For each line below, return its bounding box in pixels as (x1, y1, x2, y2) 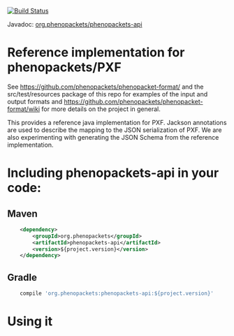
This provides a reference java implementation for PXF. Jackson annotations (7, 118, 227, 126)
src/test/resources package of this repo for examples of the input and (7, 89, 208, 98)
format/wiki (7, 105, 41, 113)
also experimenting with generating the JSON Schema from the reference (7, 133, 219, 141)
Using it (7, 314, 53, 330)
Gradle (7, 271, 37, 283)
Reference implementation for (7, 45, 185, 61)
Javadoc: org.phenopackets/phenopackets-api (7, 20, 142, 28)
